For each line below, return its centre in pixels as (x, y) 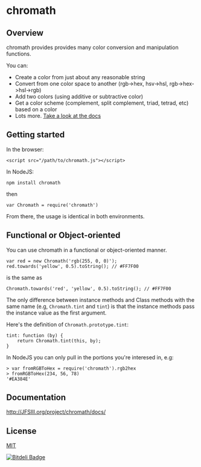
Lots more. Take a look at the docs (58, 116)
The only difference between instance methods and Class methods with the (101, 299)
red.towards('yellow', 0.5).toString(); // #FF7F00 (72, 266)
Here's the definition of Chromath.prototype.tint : (67, 324)
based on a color (36, 109)
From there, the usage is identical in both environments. (75, 216)
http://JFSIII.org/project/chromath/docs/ (56, 412)
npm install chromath (33, 183)
